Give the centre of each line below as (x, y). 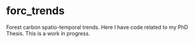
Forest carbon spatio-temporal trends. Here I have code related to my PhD (97, 27)
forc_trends (35, 11)
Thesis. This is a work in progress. (48, 33)
